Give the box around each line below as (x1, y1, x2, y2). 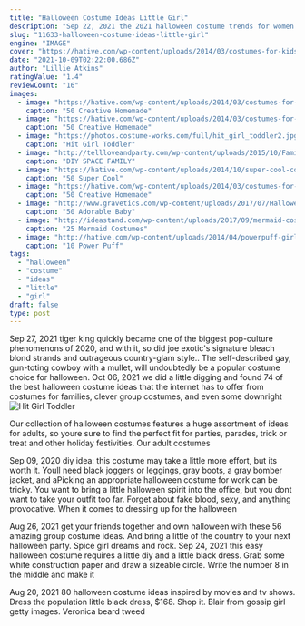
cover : (9, 47, 34, 56)
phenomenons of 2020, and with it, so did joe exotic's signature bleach (9, 343, 275, 354)
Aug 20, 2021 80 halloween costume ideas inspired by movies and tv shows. (9, 587, 296, 598)
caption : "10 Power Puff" (25, 241, 124, 250)
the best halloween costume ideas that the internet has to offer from (9, 382, 265, 393)
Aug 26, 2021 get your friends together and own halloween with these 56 (9, 521, 282, 532)
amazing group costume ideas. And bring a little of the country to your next (9, 531, 291, 542)
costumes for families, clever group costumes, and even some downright (9, 391, 283, 402)
